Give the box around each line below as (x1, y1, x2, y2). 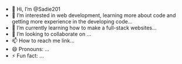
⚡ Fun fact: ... (11, 52, 44, 59)
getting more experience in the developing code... (11, 18, 133, 25)
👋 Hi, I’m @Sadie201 (11, 6, 60, 12)
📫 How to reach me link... (11, 37, 75, 44)
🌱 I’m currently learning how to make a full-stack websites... (11, 24, 157, 31)
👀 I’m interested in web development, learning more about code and (11, 12, 176, 19)
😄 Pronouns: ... (11, 46, 50, 52)
